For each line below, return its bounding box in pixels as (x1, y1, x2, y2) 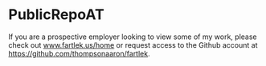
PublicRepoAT (8, 6, 104, 24)
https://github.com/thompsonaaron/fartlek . (8, 49, 150, 58)
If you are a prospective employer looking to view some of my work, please (8, 32, 257, 41)
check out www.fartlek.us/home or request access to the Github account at (8, 40, 258, 49)
